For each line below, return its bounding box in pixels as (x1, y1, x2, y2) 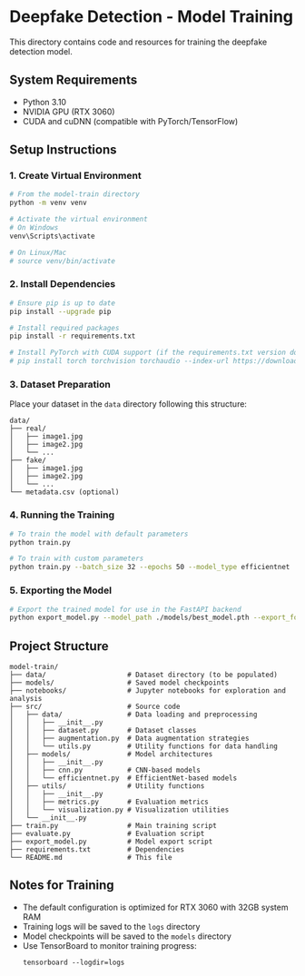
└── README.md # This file (9, 853, 172, 863)
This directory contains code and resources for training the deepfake (9, 36, 268, 47)
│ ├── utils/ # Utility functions (9, 782, 205, 791)
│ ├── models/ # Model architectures (9, 750, 213, 759)
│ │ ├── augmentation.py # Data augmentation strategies (9, 734, 250, 744)
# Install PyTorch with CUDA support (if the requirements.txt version (9, 348, 286, 358)
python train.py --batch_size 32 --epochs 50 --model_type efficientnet (9, 563, 290, 572)
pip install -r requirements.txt (9, 331, 136, 341)
